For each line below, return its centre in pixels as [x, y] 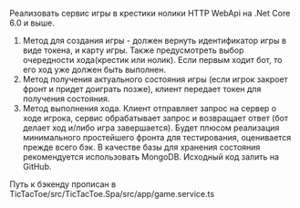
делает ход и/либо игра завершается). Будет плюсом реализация [151, 128]
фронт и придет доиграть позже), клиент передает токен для [142, 89]
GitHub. [37, 166]
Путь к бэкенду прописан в [63, 184]
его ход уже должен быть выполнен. [94, 69]
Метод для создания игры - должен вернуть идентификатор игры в [155, 41]
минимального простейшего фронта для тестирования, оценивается [157, 137]
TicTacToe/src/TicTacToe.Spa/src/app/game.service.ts [112, 194]
